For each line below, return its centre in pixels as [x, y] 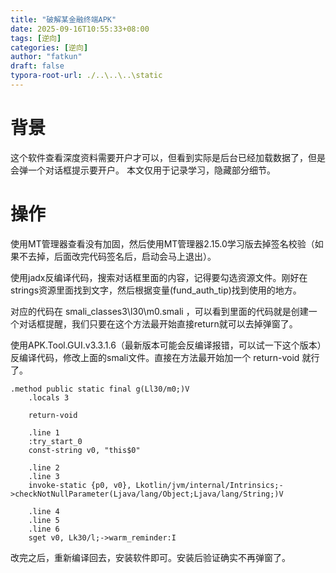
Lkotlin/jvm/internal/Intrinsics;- [209, 485]
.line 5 [44, 520]
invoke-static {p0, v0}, [80, 485]
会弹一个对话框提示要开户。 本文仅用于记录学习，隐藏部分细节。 [143, 170]
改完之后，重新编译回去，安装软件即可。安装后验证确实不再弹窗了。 [150, 557]
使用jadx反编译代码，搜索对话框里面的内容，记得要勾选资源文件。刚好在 [159, 277]
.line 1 [44, 432]
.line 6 [44, 529]
